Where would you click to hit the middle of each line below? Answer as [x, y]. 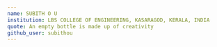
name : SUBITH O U [32, 13]
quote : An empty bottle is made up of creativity [81, 26]
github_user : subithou [40, 33]
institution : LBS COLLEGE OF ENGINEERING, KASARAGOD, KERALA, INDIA [108, 20]
